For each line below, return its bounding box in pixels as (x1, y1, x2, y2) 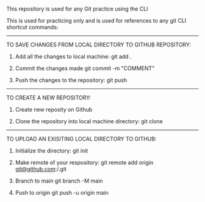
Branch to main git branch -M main (15, 177, 103, 184)
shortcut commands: (6, 24, 59, 31)
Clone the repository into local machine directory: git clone (15, 118, 163, 124)
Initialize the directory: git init (15, 147, 88, 154)
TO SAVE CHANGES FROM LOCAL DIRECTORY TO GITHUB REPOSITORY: (6, 41, 191, 48)
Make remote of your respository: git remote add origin (15, 159, 154, 166)
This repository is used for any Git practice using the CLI (6, 5, 148, 12)
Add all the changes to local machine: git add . (15, 53, 132, 60)
